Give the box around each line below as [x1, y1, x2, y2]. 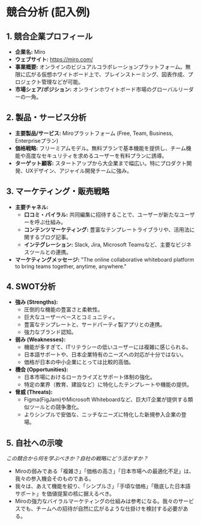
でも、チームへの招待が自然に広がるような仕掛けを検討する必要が [20, 505, 183, 512]
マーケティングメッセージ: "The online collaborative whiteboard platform [14, 256, 194, 263]
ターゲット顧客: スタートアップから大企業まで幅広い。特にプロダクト [14, 160, 187, 167]
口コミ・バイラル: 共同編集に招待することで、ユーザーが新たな [23, 211, 179, 218]
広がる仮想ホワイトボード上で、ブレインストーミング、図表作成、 [25, 71, 188, 78]
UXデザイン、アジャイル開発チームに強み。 [25, 167, 133, 174]
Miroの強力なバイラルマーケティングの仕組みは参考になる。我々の [14, 497, 179, 505]
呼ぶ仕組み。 [34, 218, 67, 226]
